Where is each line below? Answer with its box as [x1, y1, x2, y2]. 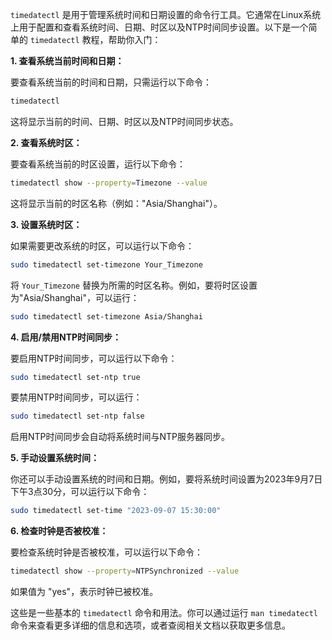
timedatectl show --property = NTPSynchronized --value [10, 566, 240, 577]
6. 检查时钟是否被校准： [10, 525, 109, 537]
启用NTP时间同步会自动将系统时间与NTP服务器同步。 [10, 431, 231, 443]
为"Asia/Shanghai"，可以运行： [10, 291, 140, 303]
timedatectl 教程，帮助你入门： [29, 34, 162, 45]
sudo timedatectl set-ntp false [10, 411, 145, 422]
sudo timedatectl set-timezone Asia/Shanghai [10, 311, 203, 322]
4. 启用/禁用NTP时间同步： [10, 331, 122, 343]
